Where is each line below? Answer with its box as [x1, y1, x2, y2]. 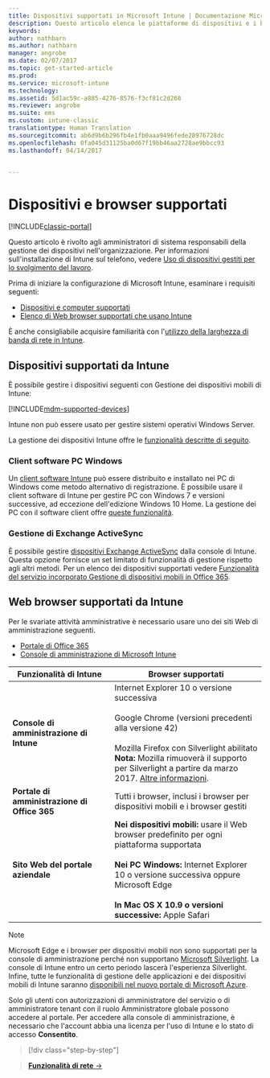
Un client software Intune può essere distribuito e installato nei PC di [8, 474, 235, 483]
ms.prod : [8, 72, 38, 80]
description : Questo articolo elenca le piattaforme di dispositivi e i [8, 19, 257, 27]
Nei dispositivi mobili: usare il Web [114, 818, 247, 829]
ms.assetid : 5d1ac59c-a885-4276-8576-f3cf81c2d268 [8, 94, 182, 102]
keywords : [8, 27, 42, 35]
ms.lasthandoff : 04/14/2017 [8, 146, 103, 154]
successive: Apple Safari [114, 909, 211, 920]
